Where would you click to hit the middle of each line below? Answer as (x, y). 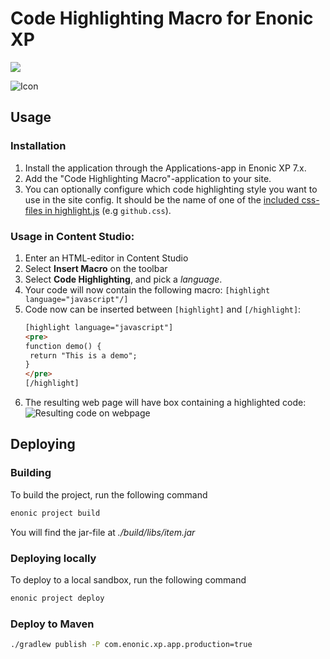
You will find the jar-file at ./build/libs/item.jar (103, 532)
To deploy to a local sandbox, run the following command (128, 579)
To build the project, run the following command (109, 494)
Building (31, 473)
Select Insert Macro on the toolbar (96, 268)
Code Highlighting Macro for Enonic (162, 18)
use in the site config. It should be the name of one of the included (162, 199)
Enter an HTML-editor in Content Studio (106, 258)
